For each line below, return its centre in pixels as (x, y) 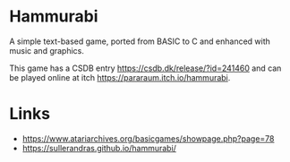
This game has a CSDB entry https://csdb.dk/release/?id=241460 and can (145, 68)
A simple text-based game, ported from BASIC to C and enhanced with (140, 41)
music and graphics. (47, 50)
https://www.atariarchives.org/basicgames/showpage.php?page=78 (148, 138)
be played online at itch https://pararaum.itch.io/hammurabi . (120, 77)
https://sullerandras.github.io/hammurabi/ (99, 148)
